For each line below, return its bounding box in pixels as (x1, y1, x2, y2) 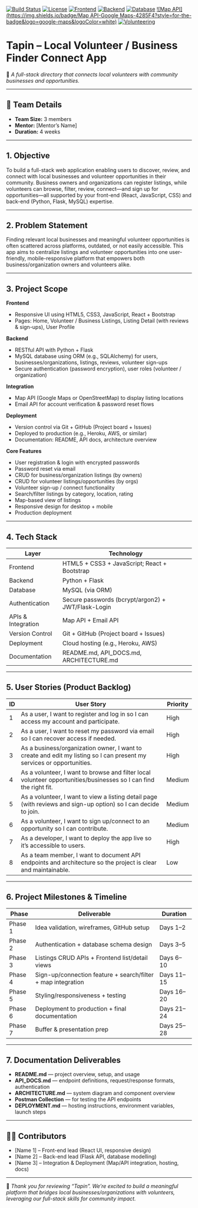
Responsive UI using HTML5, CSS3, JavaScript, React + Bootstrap (14, 311, 176, 318)
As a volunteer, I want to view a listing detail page (21, 792, 158, 800)
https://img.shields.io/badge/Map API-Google (8, 12, 119, 19)
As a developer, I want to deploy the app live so (21, 833, 152, 842)
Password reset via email (14, 465, 75, 473)
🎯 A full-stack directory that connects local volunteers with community (6, 71, 178, 78)
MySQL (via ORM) (62, 586, 113, 594)
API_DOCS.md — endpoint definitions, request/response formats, (14, 1077, 175, 1084)
